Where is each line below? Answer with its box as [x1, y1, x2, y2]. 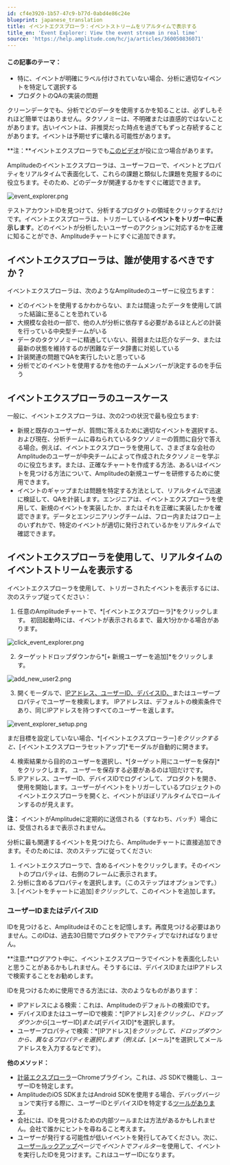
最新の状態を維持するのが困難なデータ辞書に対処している [16, 345, 180, 353]
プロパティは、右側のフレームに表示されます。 [29, 869, 161, 878]
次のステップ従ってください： [7, 592, 91, 600]
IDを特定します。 [29, 1082, 78, 1090]
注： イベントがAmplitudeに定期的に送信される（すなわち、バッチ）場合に [7, 814, 218, 823]
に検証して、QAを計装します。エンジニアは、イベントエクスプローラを [16, 494, 218, 503]
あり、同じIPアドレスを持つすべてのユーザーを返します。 [16, 706, 178, 714]
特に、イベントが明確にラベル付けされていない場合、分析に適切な [16, 74, 204, 83]
